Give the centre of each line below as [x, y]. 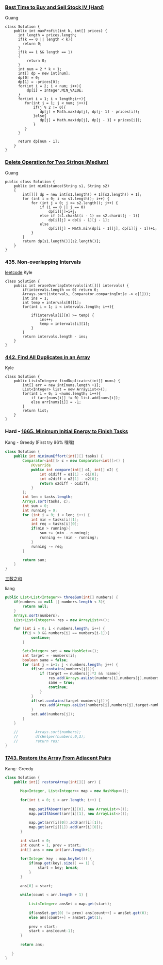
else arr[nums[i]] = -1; [56, 402]
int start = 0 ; [35, 841]
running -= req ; [47, 546]
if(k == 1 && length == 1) [45, 52]
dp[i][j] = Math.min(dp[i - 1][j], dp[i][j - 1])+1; [103, 228]
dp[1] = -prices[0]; [39, 82]
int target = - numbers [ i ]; [50, 655]
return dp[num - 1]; [39, 142]
